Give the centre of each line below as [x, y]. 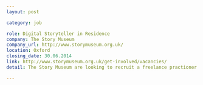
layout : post [23, 12]
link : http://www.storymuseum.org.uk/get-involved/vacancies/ [87, 61]
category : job [24, 23]
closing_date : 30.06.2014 [39, 56]
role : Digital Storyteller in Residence [58, 34]
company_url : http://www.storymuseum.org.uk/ [65, 45]
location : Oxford [28, 51]
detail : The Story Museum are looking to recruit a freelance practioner [102, 67]
